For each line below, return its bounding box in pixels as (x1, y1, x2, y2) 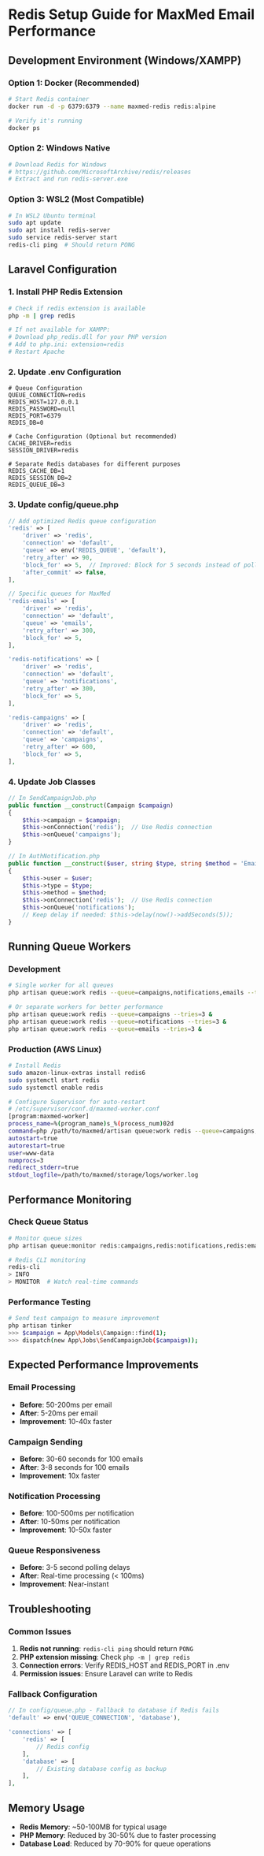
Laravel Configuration (8, 262, 118, 277)
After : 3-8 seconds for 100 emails (19, 1462, 130, 1471)
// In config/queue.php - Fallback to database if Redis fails (8, 1706, 220, 1715)
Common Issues (8, 1626, 72, 1637)
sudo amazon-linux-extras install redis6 (8, 1069, 146, 1077)
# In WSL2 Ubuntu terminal (8, 211, 97, 220)
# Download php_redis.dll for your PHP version (8, 333, 167, 341)
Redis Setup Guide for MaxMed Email (8, 6, 255, 24)
